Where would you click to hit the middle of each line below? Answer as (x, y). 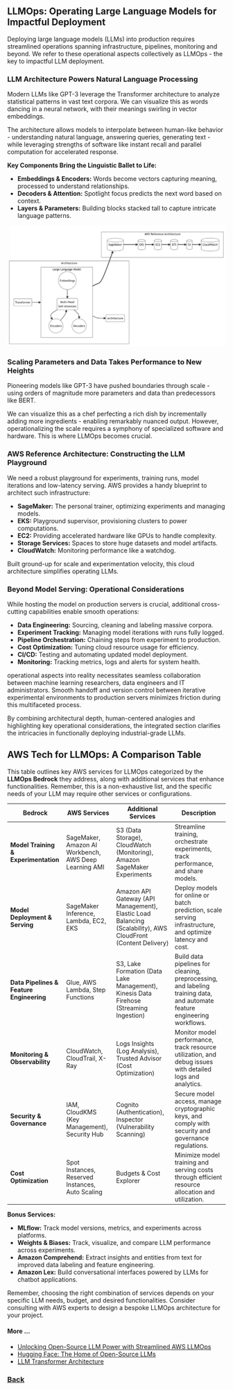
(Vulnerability (135, 1127)
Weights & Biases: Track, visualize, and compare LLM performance (114, 1243)
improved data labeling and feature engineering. (86, 1265)
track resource (196, 1047)
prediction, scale (198, 910)
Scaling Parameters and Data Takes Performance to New (105, 362)
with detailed (193, 1069)
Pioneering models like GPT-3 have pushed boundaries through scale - (109, 386)
